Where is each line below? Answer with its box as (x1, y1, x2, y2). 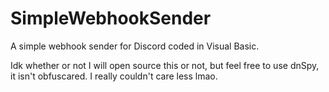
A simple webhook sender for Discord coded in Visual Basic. (10, 40, 260, 52)
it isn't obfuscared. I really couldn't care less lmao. (10, 70, 218, 82)
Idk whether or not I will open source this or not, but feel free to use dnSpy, (10, 59, 320, 71)
